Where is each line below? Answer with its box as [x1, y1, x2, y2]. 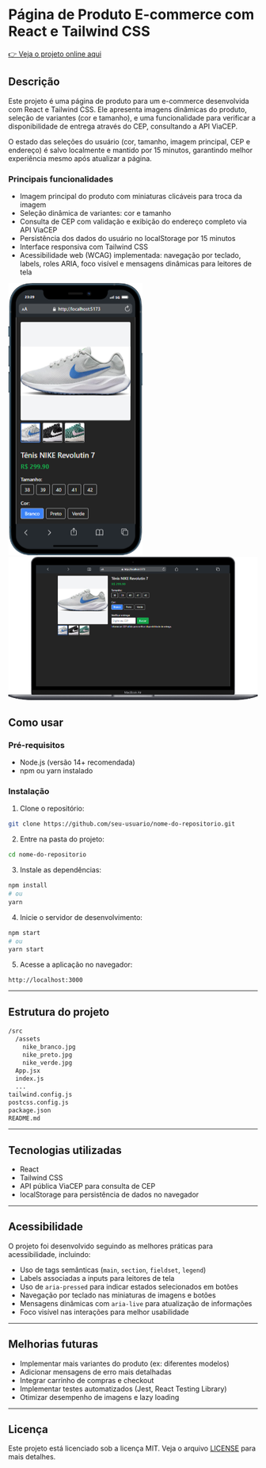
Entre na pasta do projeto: [19, 834, 105, 844]
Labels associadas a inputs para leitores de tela [19, 1273, 175, 1282]
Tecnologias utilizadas [8, 1144, 122, 1157]
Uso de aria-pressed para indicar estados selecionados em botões [19, 1282, 239, 1291]
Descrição [8, 75, 60, 89]
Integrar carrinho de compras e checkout [19, 1375, 154, 1385]
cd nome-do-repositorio [8, 851, 87, 859]
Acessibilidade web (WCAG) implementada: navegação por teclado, [19, 251, 241, 260]
